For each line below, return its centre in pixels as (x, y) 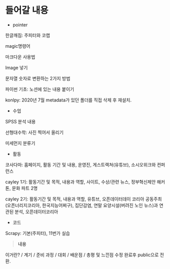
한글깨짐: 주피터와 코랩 (28, 35)
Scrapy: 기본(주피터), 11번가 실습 (38, 233)
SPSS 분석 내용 (21, 121)
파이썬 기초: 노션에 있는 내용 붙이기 (40, 89)
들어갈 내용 (27, 10)
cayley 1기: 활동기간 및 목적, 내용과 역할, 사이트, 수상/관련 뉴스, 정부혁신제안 (80, 182)
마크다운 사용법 (20, 57)
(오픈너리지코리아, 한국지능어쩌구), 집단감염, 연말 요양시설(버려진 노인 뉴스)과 (82, 205)
